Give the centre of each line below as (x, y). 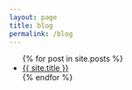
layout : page (33, 17)
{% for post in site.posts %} (73, 59)
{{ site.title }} (45, 68)
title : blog (31, 26)
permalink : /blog (41, 34)
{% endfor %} (47, 78)
